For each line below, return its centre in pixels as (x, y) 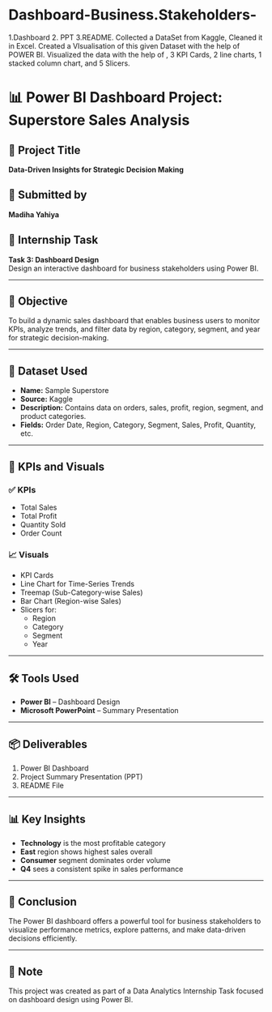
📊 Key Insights (47, 820)
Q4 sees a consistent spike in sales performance (102, 869)
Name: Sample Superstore (64, 391)
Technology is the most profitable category (93, 843)
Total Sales (38, 507)
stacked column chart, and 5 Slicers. (70, 63)
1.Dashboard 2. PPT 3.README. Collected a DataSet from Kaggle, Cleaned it (136, 37)
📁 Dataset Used (48, 371)
